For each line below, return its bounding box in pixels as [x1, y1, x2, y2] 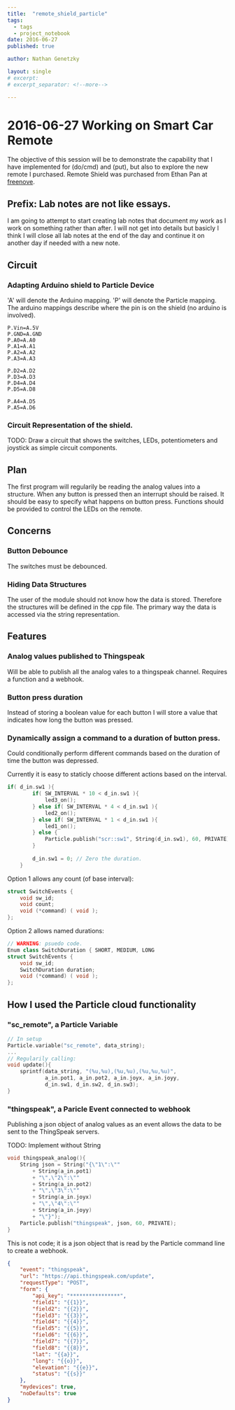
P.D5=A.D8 [7, 386, 36, 393]
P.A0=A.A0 [7, 337, 36, 344]
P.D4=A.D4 [7, 379, 36, 386]
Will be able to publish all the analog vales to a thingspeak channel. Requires [7, 667, 227, 676]
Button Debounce [7, 546, 69, 556]
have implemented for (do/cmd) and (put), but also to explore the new [7, 162, 208, 172]
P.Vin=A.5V [7, 324, 39, 331]
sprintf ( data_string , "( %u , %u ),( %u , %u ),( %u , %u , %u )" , [20, 1068, 177, 1075]
